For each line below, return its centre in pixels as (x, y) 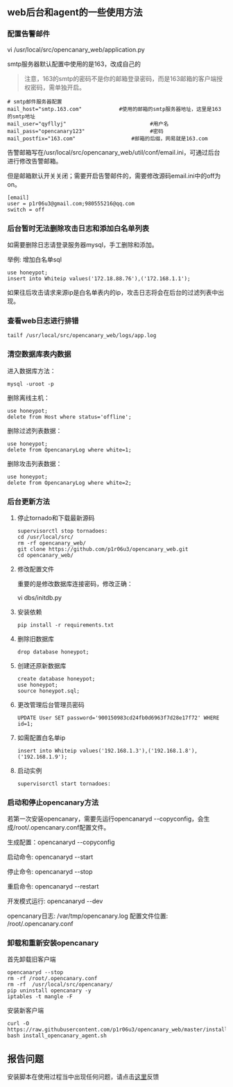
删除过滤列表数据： (35, 430)
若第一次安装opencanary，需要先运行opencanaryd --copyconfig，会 (105, 819)
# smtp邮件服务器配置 (35, 102)
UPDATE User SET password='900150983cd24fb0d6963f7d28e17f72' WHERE (118, 718)
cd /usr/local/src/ (45, 537)
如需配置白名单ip (41, 737)
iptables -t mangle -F (40, 997)
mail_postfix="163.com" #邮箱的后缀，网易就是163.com (107, 138)
